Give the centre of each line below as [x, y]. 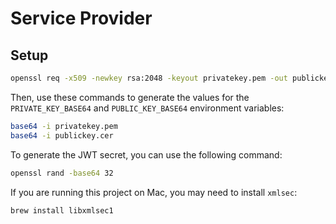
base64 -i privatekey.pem [64, 126]
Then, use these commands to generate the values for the [130, 97]
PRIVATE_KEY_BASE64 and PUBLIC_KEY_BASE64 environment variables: [147, 108]
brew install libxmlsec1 [62, 210]
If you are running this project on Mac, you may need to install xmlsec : [154, 192]
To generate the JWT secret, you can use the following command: [146, 154]
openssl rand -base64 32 [62, 173]
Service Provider [81, 18]
